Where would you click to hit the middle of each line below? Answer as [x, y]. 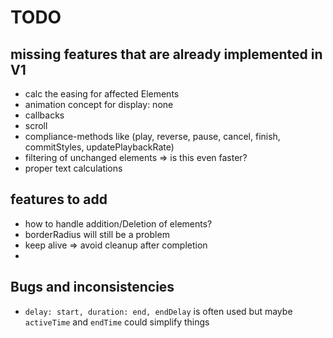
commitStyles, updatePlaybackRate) [99, 147]
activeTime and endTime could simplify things [117, 322]
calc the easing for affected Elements [102, 94]
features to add [59, 199]
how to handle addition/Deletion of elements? [118, 223]
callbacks [44, 115]
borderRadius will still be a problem [97, 234]
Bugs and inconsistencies [92, 287]
